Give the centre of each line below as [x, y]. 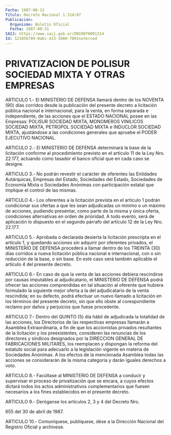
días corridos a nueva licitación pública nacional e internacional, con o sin [83, 253]
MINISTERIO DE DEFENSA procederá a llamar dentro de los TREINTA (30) [83, 248]
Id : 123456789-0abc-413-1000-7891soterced [51, 39]
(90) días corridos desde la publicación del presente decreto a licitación [81, 105]
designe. [15, 164]
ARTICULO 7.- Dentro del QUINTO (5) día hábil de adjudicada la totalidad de [85, 316]
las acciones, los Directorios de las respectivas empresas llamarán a [77, 322]
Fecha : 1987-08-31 [30, 29]
